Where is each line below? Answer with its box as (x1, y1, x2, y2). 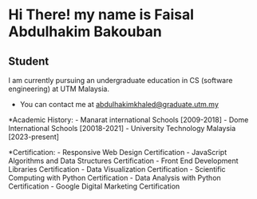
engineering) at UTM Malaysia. (8, 84, 110, 94)
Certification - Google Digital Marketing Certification (8, 181, 180, 191)
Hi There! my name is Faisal (8, 6, 194, 24)
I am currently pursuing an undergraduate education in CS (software (8, 76, 233, 85)
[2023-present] (8, 132, 60, 141)
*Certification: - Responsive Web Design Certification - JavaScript (8, 148, 227, 157)
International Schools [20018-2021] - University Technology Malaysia (8, 124, 236, 133)
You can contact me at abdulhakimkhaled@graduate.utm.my (19, 100, 219, 109)
